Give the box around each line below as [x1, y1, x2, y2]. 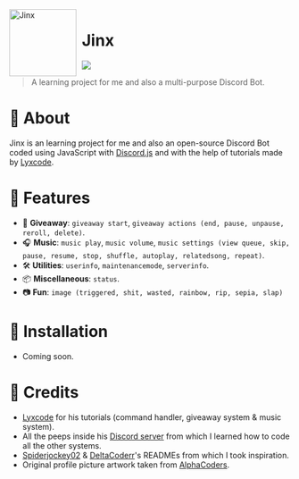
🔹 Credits [9, 382, 79, 402]
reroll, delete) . [21, 227, 86, 238]
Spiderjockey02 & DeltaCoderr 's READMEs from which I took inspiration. [21, 450, 290, 460]
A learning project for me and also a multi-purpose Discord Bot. [30, 76, 265, 88]
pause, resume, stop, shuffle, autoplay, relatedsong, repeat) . [21, 249, 265, 260]
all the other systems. [21, 440, 102, 450]
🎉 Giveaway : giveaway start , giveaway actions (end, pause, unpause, [21, 217, 285, 228]
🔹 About [9, 108, 71, 129]
